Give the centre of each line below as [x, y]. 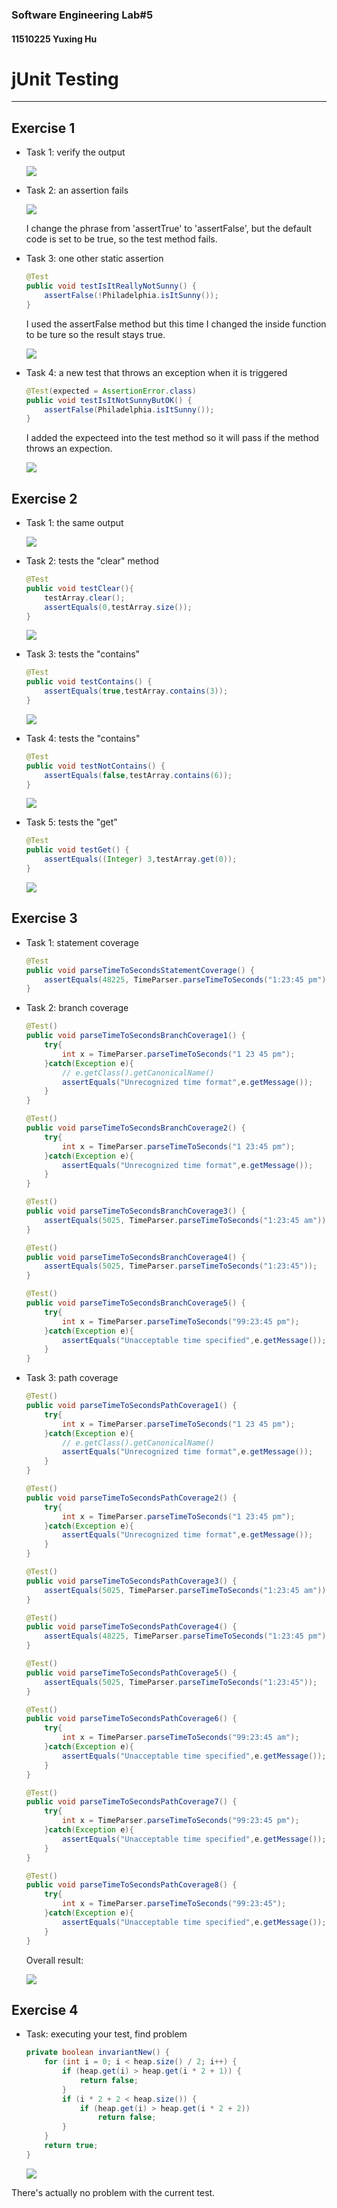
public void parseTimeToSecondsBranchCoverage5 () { [135, 1303]
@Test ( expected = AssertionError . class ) [111, 391]
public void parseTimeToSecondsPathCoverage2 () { [131, 1498]
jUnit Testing [65, 79]
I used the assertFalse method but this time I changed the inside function [176, 324]
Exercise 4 [45, 2009]
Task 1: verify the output [75, 152]
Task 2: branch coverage [77, 1008]
